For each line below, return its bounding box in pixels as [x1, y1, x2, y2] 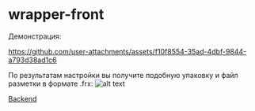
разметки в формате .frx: [8, 79, 93, 88]
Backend [8, 94, 37, 103]
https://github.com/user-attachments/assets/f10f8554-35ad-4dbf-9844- [8, 46, 247, 56]
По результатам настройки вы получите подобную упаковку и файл [8, 70, 239, 80]
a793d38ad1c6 [8, 55, 57, 65]
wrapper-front [8, 6, 105, 24]
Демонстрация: [8, 31, 62, 41]
